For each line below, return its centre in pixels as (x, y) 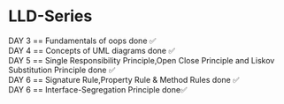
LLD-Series (50, 16)
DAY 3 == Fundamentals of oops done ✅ (82, 41)
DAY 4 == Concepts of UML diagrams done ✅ (92, 50)
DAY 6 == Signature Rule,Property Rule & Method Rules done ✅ (124, 79)
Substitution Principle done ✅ (62, 70)
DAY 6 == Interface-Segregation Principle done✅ (98, 89)
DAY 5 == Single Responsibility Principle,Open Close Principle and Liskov (142, 60)
